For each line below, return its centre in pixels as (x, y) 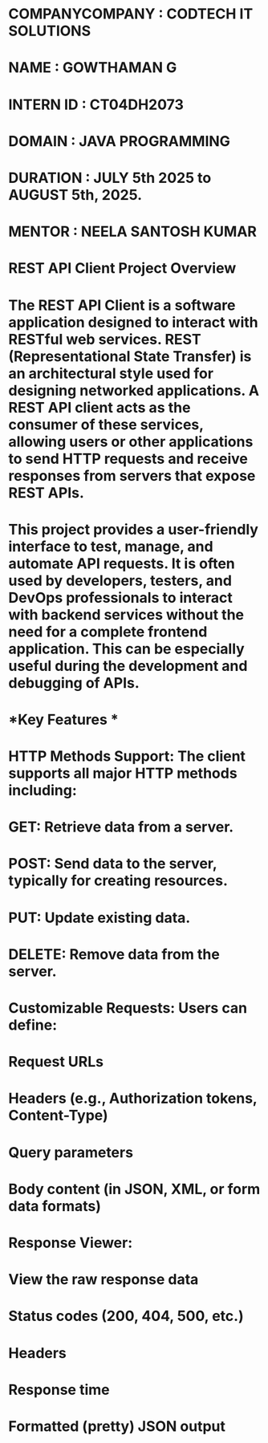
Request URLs (56, 1062)
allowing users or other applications (131, 441)
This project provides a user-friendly (134, 529)
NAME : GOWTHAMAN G (93, 68)
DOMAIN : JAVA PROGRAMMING (120, 141)
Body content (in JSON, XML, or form (134, 1189)
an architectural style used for (111, 373)
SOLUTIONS (50, 31)
